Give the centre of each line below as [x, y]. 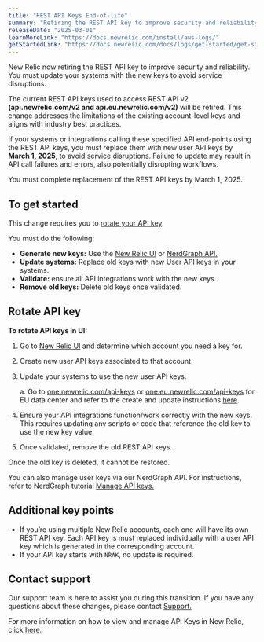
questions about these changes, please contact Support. [100, 607]
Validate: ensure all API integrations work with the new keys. [118, 278]
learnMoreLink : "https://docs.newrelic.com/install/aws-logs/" [114, 37]
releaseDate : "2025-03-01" [52, 30]
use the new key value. [57, 431]
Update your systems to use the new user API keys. [103, 376]
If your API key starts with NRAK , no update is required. [106, 554]
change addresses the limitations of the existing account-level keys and [125, 116]
